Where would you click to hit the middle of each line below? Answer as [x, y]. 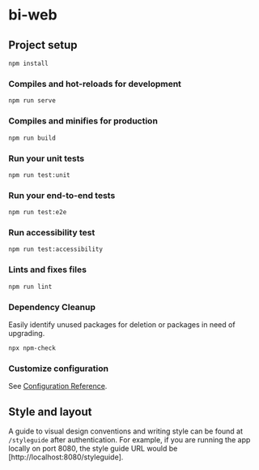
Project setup [43, 45]
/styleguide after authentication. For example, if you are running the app [129, 440]
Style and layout [50, 412]
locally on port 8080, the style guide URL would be [93, 449]
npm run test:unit [39, 175]
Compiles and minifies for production [83, 121]
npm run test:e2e [38, 213]
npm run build [32, 138]
